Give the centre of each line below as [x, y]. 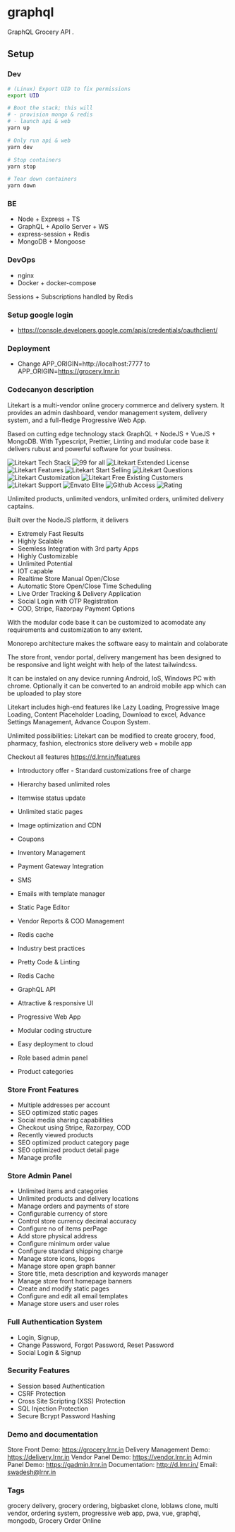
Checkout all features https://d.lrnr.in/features [74, 757]
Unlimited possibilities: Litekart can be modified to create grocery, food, [112, 736]
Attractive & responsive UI [55, 1003]
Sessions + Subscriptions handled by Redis [70, 297]
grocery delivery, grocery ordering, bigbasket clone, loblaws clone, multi [113, 1506]
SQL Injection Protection [53, 1408]
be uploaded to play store [45, 693]
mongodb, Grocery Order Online [54, 1521]
